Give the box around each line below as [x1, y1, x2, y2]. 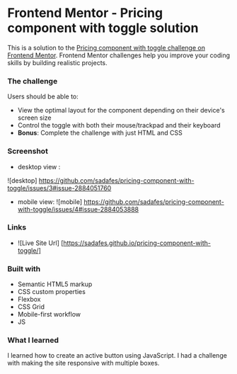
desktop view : [17, 162, 61, 171]
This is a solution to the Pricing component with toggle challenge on [7, 43, 205, 52]
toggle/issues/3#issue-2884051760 [7, 183, 112, 192]
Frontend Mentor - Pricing [7, 5, 163, 21]
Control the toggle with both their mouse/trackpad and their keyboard [17, 121, 221, 130]
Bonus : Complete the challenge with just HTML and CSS [17, 129, 183, 137]
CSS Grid [17, 302, 45, 311]
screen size [17, 113, 52, 122]
